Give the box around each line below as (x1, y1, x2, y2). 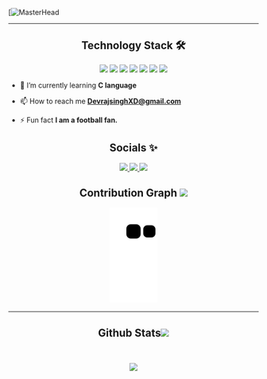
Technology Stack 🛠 (81, 39, 186, 52)
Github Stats (98, 326, 161, 339)
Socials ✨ (109, 141, 158, 155)
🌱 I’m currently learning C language (19, 80, 137, 90)
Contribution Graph (79, 187, 177, 200)
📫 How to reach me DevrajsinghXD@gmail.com (19, 96, 181, 106)
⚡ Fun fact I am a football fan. (19, 115, 118, 125)
